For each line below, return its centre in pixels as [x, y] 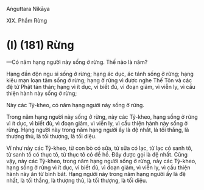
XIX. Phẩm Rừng [27, 20]
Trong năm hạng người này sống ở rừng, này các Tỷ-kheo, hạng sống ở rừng [102, 117]
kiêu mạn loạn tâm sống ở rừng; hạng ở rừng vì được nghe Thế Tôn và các [99, 80]
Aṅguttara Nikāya [28, 9]
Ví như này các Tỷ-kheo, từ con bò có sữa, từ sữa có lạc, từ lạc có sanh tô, [100, 148]
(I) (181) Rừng [40, 45]
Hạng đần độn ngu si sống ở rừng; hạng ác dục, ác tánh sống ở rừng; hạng [100, 74]
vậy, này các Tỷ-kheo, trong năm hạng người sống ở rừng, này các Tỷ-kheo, [101, 161]
